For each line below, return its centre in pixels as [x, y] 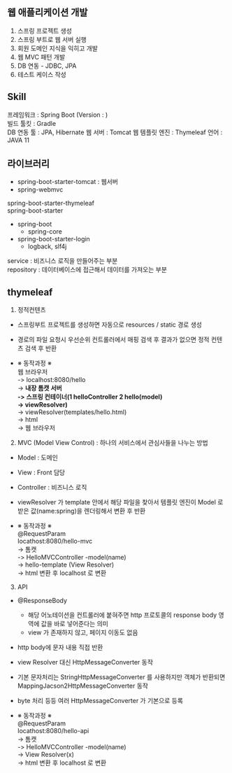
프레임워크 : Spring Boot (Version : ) [58, 115]
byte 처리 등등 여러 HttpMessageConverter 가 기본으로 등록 [100, 701]
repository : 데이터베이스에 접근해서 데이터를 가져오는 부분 [87, 270]
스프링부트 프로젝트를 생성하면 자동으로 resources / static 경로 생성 [110, 325]
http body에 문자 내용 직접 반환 [60, 647]
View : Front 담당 [41, 473]
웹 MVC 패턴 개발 [41, 57]
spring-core [45, 232]
